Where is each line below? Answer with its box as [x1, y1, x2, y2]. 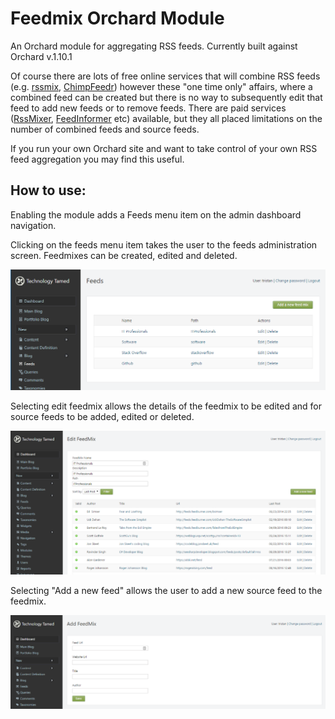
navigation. [10, 219, 57, 231]
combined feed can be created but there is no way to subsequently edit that [10, 91, 323, 103]
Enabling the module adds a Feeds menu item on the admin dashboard [10, 208, 302, 221]
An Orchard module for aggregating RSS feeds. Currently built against [10, 40, 298, 52]
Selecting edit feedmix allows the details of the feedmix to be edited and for [10, 400, 323, 412]
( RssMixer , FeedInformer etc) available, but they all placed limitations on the [10, 112, 323, 124]
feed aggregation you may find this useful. [10, 153, 185, 165]
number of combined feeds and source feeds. [10, 123, 200, 135]
